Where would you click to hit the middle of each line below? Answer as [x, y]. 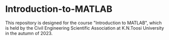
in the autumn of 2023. [29, 33]
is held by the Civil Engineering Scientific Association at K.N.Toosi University [85, 28]
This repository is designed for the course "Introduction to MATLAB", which [84, 23]
